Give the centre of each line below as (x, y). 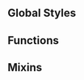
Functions (34, 40)
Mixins (25, 68)
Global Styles (42, 13)
